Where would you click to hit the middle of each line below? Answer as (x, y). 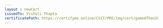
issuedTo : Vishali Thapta (31, 14)
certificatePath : (22, 18)
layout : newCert (22, 9)
